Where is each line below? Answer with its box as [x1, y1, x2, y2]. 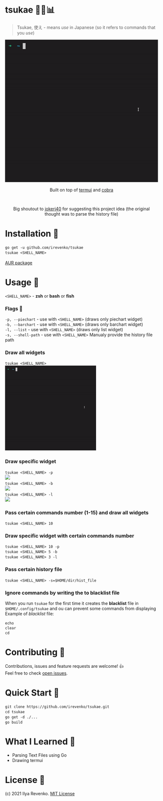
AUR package [5, 260, 33, 265]
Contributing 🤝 [5, 647, 65, 658]
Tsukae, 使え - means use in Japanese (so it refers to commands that [16, 24, 156, 30]
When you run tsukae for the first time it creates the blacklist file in [5, 600, 139, 606]
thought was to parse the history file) [44, 211, 119, 217]
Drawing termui [12, 757, 43, 763]
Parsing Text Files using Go [12, 752, 67, 758]
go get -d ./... [5, 715, 38, 720]
